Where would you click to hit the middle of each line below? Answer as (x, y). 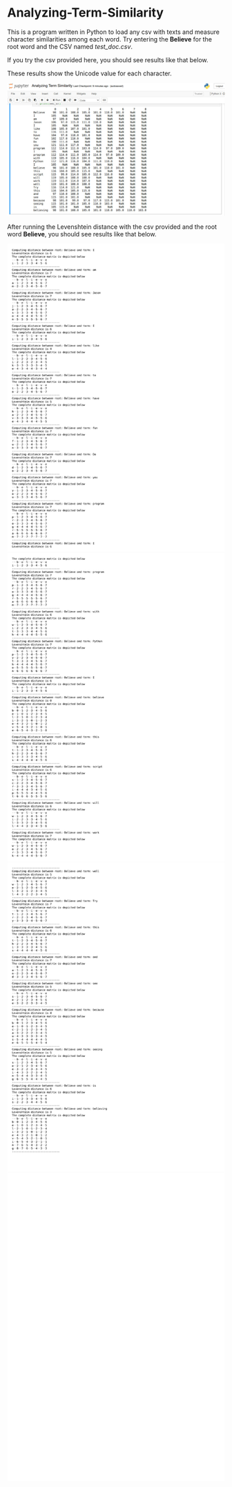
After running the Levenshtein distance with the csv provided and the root (112, 227)
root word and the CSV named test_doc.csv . (70, 46)
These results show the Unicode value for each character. (89, 73)
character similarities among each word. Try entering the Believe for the (110, 39)
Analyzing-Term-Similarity (86, 13)
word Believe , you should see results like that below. (82, 234)
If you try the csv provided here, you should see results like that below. (108, 59)
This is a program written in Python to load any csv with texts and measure (113, 32)
